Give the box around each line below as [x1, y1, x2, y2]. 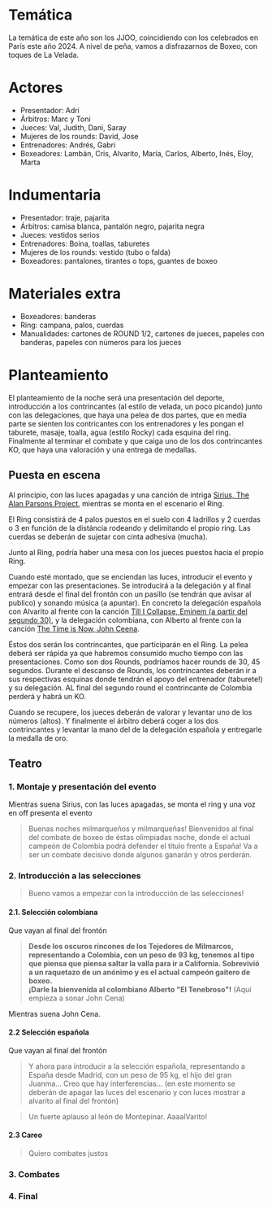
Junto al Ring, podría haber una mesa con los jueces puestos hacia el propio [8, 547, 264, 557]
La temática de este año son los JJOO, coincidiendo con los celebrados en [8, 33, 259, 42]
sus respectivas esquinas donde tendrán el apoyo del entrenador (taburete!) [8, 674, 264, 684]
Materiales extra [8, 285, 122, 303]
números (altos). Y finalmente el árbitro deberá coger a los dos [8, 716, 219, 725]
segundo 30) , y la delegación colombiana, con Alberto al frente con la [8, 615, 242, 624]
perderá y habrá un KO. [8, 691, 87, 701]
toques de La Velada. [8, 50, 80, 59]
